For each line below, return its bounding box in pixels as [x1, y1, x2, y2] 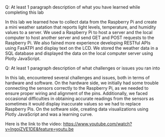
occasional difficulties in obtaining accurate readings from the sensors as [5, 96, 154, 102]
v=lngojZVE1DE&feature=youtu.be [5, 126, 74, 132]
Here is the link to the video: [5, 121, 63, 127]
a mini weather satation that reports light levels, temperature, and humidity [5, 24, 156, 30]
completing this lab [5, 9, 44, 15]
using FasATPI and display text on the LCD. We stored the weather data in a [5, 45, 159, 51]
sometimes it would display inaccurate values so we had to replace [5, 101, 141, 106]
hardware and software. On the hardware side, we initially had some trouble [5, 80, 159, 86]
